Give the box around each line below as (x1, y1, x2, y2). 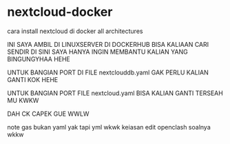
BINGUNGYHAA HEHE (7, 54, 71, 63)
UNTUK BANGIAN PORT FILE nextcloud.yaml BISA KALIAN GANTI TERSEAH (7, 89, 224, 97)
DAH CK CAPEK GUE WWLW (7, 110, 90, 118)
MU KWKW (7, 96, 39, 104)
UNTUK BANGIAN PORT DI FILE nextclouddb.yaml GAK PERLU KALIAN (7, 68, 209, 76)
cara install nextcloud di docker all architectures (7, 27, 143, 35)
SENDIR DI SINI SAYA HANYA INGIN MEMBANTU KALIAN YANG (7, 48, 188, 56)
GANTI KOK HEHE (7, 75, 59, 83)
